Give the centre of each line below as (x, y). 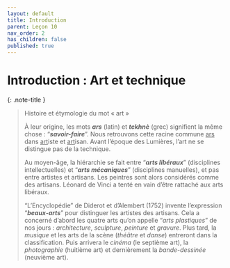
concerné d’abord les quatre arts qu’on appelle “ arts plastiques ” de (121, 220)
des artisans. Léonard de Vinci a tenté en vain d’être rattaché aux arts (124, 184)
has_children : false (37, 40)
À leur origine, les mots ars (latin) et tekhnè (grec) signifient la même (123, 127)
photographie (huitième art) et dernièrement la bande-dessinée (115, 250)
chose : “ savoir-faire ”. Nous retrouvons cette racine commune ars (120, 134)
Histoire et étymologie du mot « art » (77, 113)
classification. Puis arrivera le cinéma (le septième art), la (106, 242)
